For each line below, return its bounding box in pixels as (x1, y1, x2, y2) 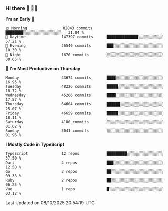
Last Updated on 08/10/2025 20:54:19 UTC (5, 200, 95, 206)
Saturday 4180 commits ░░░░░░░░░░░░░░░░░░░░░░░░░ (5, 120, 163, 125)
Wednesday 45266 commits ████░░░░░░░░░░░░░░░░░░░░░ (5, 93, 163, 98)
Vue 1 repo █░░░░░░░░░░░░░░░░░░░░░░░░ (5, 187, 163, 192)
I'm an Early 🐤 (5, 16, 35, 22)
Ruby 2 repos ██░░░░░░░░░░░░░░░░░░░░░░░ (5, 178, 163, 183)
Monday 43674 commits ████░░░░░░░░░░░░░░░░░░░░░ (5, 75, 163, 80)
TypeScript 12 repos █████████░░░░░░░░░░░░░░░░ (5, 151, 163, 156)
